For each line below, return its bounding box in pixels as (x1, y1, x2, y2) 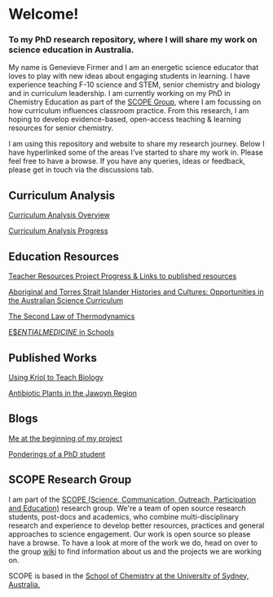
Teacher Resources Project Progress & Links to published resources (8, 271, 237, 281)
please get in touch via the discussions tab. (8, 165, 154, 175)
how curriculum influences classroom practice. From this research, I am (8, 106, 249, 116)
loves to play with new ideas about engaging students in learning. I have (8, 71, 251, 81)
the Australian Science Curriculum (8, 296, 124, 305)
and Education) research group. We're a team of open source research (8, 503, 246, 513)
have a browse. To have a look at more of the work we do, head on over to (8, 538, 258, 547)
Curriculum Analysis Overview (8, 210, 110, 220)
